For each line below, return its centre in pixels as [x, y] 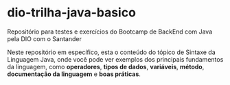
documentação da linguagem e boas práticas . [74, 74]
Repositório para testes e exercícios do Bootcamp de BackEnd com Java [110, 32]
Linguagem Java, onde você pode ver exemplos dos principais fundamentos [115, 59]
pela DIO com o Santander [45, 38]
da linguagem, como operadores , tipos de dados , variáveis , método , [106, 66]
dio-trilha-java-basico [71, 13]
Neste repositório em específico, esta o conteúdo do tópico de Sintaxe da [112, 52]
